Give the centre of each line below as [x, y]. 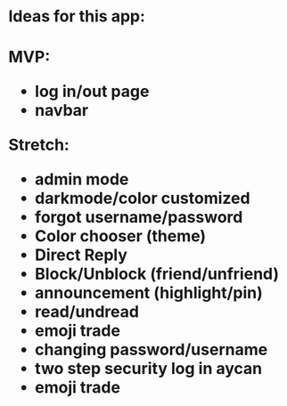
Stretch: [39, 145]
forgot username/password [139, 218]
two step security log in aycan [148, 369]
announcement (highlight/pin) [149, 293]
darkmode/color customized [142, 199]
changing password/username [151, 350]
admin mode [82, 179]
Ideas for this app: [77, 16]
